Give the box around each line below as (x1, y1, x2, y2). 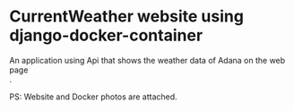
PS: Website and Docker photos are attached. (9, 91, 177, 102)
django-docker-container (9, 25, 203, 46)
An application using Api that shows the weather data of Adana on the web (9, 55, 286, 65)
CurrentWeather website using (9, 6, 245, 27)
